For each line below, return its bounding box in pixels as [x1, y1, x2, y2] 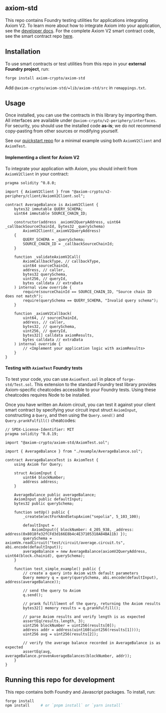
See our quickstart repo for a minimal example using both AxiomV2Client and [5, 138, 162, 144]
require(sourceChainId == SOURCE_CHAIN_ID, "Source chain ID [23, 289, 152, 294]
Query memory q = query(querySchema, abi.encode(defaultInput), [23, 575, 159, 580]
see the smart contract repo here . [5, 33, 74, 39]
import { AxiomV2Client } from [5, 189, 70, 194]
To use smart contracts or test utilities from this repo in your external [5, 61, 146, 67]
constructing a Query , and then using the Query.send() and [5, 412, 124, 418]
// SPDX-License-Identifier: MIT [5, 427, 74, 432]
